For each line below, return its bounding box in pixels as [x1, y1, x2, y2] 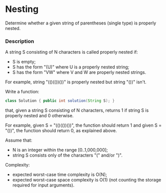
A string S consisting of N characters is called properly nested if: [5, 49, 138, 55]
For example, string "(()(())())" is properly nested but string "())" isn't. [5, 79, 147, 85]
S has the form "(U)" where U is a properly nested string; [12, 64, 130, 70]
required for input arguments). [12, 182, 75, 188]
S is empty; [12, 59, 36, 65]
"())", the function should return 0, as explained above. [5, 128, 117, 134]
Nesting [5, 3, 39, 15]
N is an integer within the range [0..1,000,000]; [12, 147, 108, 153]
